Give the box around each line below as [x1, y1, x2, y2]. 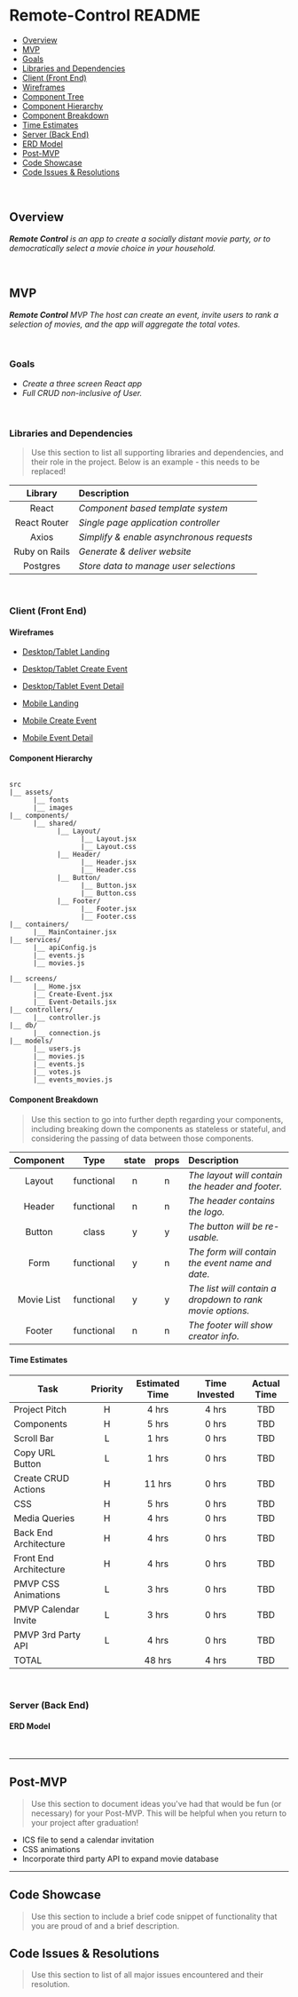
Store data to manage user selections [78, 560, 236, 573]
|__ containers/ [9, 920, 69, 929]
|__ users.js [32, 1044, 82, 1053]
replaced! [30, 466, 67, 477]
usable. [187, 1231, 219, 1243]
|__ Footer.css [80, 912, 137, 922]
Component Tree [21, 91, 84, 102]
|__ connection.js [32, 1029, 101, 1038]
